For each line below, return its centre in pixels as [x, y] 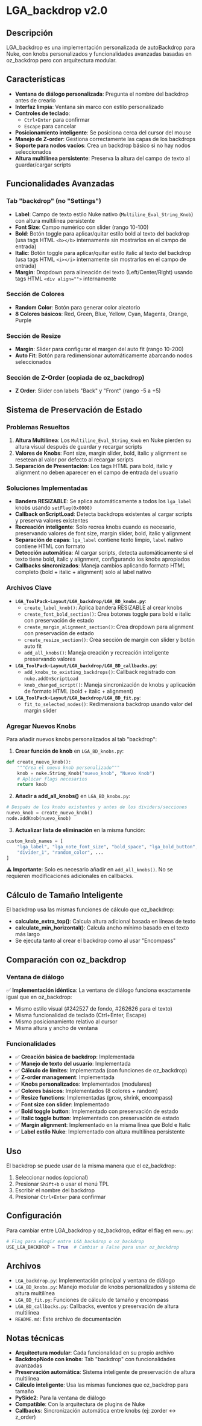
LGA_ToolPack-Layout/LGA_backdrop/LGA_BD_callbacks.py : [86, 665]
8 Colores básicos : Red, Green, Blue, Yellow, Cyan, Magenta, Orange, [102, 314]
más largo [27, 934]
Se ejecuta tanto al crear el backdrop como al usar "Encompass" [95, 941]
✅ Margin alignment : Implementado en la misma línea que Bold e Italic [103, 1125]
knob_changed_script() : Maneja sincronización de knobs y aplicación [110, 684]
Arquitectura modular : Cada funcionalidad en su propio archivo [94, 1353]
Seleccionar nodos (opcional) [52, 1178]
